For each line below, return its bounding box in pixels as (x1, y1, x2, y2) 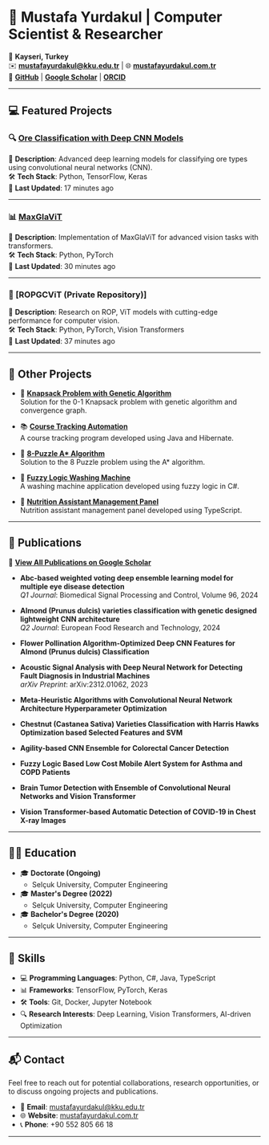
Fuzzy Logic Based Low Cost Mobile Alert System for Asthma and (19, 759, 243, 768)
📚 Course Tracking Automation (19, 422, 128, 431)
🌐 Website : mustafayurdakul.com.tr (19, 1110, 139, 1120)
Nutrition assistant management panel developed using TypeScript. (19, 506, 243, 515)
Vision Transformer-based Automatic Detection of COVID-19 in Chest (19, 807, 256, 817)
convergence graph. (19, 405, 87, 415)
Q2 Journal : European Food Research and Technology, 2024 (19, 622, 221, 632)
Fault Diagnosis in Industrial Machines (19, 670, 151, 680)
